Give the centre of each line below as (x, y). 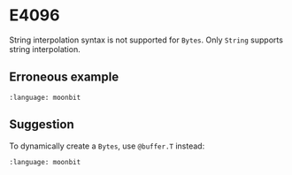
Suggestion (42, 125)
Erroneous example (64, 77)
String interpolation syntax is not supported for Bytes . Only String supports (146, 40)
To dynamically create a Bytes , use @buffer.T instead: (107, 146)
